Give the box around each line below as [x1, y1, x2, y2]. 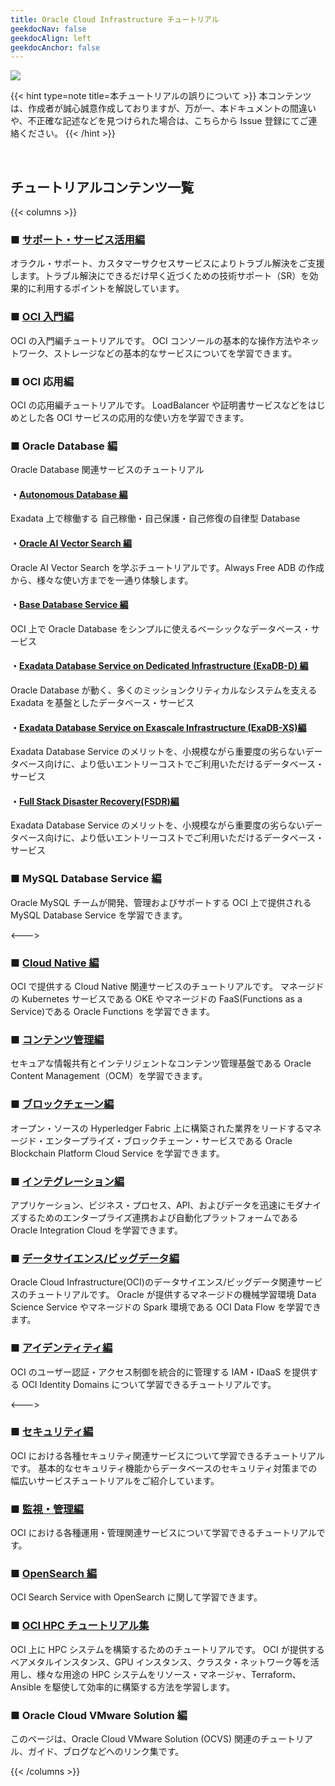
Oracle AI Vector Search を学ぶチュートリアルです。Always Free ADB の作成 [10, 561, 325, 573]
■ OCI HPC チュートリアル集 [10, 1619, 150, 1633]
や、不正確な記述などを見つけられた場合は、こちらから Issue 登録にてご [10, 115, 309, 127]
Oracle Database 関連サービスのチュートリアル [10, 464, 205, 476]
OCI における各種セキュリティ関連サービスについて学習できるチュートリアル [10, 1449, 325, 1461]
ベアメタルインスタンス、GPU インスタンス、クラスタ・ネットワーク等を [10, 1656, 311, 1668]
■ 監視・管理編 [10, 1502, 84, 1516]
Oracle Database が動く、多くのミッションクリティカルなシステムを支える [10, 684, 318, 696]
